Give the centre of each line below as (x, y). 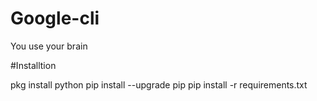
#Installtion (33, 65)
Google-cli (55, 18)
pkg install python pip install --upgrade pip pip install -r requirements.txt (159, 84)
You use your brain (49, 46)
